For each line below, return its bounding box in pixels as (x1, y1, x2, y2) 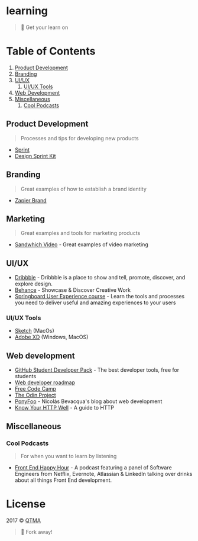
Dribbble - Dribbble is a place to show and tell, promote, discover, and (14, 274, 186, 281)
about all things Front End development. (14, 476, 112, 484)
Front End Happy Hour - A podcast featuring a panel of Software (14, 463, 173, 471)
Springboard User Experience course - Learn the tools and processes (14, 293, 185, 300)
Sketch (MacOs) (14, 327, 54, 334)
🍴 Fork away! (20, 528, 53, 535)
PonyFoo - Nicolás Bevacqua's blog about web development (14, 398, 163, 405)
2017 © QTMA (6, 517, 41, 524)
